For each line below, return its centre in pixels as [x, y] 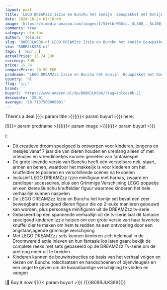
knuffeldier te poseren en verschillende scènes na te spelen [74, 173]
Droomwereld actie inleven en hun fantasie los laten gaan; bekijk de [82, 241]
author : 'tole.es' [24, 38]
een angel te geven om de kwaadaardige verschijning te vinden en [81, 268]
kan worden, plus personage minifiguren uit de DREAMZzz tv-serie [81, 209]
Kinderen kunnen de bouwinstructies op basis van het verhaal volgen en [86, 257]
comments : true [21, 28]
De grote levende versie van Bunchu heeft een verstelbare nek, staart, [84, 162]
